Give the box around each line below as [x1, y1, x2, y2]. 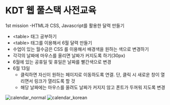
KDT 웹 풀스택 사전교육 [5, 5, 97, 16]
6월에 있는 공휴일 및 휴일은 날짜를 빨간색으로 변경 [12, 59, 112, 65]
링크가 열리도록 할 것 [34, 77, 75, 84]
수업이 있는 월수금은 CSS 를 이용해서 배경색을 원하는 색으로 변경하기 [12, 46, 150, 52]
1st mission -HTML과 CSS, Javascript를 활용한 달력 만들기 [5, 22, 124, 29]
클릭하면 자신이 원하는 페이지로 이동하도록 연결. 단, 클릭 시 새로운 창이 [20, 71, 160, 77]
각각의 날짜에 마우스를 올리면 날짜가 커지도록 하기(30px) [12, 52, 125, 59]
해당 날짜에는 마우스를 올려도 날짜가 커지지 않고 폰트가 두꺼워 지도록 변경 [20, 84, 165, 90]
